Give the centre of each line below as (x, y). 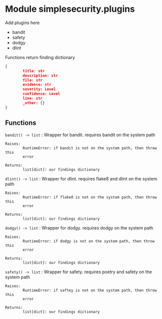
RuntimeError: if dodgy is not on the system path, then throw (89, 241)
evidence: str (37, 85)
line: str (33, 99)
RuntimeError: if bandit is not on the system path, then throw (90, 148)
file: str (33, 80)
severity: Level (39, 89)
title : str (34, 71)
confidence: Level (41, 94)
